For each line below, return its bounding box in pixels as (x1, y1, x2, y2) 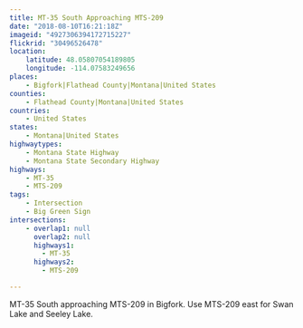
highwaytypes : (9, 140, 63, 149)
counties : (9, 89, 47, 98)
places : (9, 72, 39, 82)
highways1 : (33, 241, 75, 250)
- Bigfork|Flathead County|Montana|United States (25, 81, 217, 90)
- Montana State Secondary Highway (25, 156, 160, 166)
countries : (9, 106, 51, 115)
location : (9, 47, 47, 56)
